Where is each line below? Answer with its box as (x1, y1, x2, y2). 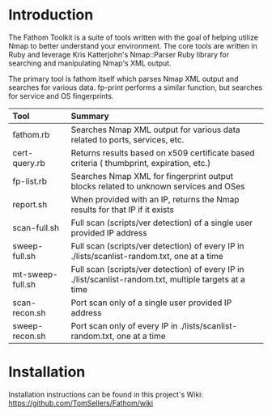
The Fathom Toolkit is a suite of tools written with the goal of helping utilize (8, 32, 259, 42)
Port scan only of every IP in (70, 320, 178, 331)
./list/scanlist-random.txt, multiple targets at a (70, 274, 245, 285)
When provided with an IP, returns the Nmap (70, 193, 240, 205)
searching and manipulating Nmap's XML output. (8, 58, 172, 68)
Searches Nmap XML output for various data (70, 124, 240, 135)
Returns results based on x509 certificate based (70, 147, 255, 159)
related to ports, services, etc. (70, 134, 185, 145)
